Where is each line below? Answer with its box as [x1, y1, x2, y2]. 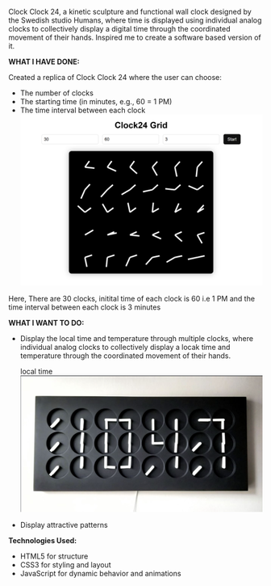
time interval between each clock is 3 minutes [8, 302, 161, 312]
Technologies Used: [8, 536, 77, 546]
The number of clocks [19, 88, 94, 98]
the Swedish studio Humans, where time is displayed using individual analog [8, 15, 262, 25]
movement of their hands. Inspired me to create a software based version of [8, 32, 261, 42]
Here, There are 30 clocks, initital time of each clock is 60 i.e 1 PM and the [8, 293, 256, 303]
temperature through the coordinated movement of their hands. [19, 351, 231, 360]
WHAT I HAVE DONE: [8, 57, 80, 66]
